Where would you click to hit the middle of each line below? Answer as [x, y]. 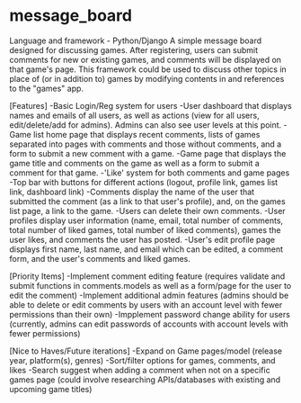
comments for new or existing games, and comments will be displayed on [145, 59]
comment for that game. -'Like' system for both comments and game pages [150, 173]
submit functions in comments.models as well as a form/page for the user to [150, 285]
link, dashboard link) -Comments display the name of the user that [132, 192]
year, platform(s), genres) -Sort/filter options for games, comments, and [142, 360]
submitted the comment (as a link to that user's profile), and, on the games [147, 201]
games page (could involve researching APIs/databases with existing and [145, 380]
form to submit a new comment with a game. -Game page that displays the [148, 153]
